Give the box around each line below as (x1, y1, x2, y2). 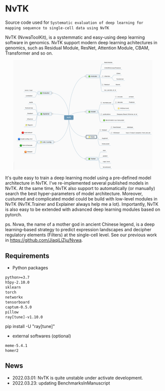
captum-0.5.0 (5, 305, 32, 310)
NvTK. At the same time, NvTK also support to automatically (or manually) (5, 186, 156, 192)
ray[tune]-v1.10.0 (5, 315, 43, 320)
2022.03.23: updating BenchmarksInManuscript (12, 380, 110, 386)
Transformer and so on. (5, 50, 53, 56)
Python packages (12, 264, 48, 270)
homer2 (5, 348, 19, 353)
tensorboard (5, 300, 30, 305)
